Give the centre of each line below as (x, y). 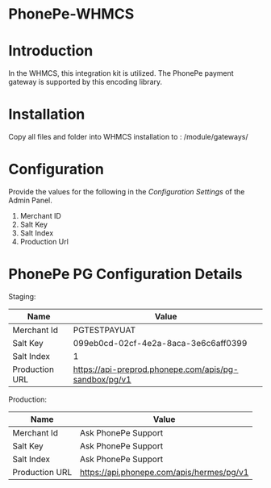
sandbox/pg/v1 (102, 379)
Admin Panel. (30, 200)
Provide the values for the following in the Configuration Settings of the (127, 192)
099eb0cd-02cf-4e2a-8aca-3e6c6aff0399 (160, 343)
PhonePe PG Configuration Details (126, 274)
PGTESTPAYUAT (104, 330)
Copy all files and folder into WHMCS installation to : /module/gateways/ (128, 137)
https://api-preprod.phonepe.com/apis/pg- (156, 369)
